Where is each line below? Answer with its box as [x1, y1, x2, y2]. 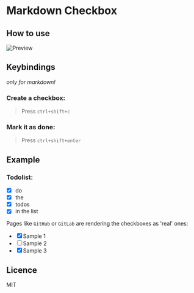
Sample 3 [23, 247, 47, 254]
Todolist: [6, 173, 34, 181]
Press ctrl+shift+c [21, 108, 70, 115]
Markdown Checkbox [6, 4, 118, 18]
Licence [6, 265, 38, 275]
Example [6, 154, 40, 165]
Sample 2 [23, 240, 47, 247]
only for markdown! [6, 78, 56, 86]
